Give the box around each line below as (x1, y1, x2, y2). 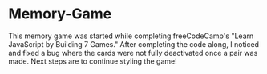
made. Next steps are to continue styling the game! (8, 56, 178, 66)
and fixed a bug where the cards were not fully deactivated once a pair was (8, 48, 258, 57)
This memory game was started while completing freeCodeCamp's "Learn (8, 31, 254, 41)
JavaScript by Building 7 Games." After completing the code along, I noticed (8, 39, 259, 49)
